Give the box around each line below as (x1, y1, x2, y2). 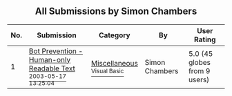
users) (188, 75, 210, 84)
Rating (194, 35, 216, 44)
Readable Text (28, 64, 76, 73)
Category (99, 30, 130, 40)
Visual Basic (90, 67, 124, 75)
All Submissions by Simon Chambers (35, 6, 197, 17)
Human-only (28, 55, 71, 64)
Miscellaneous (90, 58, 138, 68)
